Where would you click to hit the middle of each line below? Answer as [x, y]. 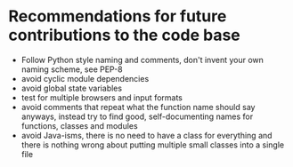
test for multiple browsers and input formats [102, 97]
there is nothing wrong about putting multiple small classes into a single [153, 145]
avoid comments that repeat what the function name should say [138, 107]
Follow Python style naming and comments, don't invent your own [142, 60]
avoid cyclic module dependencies [85, 78]
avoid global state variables [71, 88]
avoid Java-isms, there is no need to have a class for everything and [146, 135]
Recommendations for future [118, 16]
